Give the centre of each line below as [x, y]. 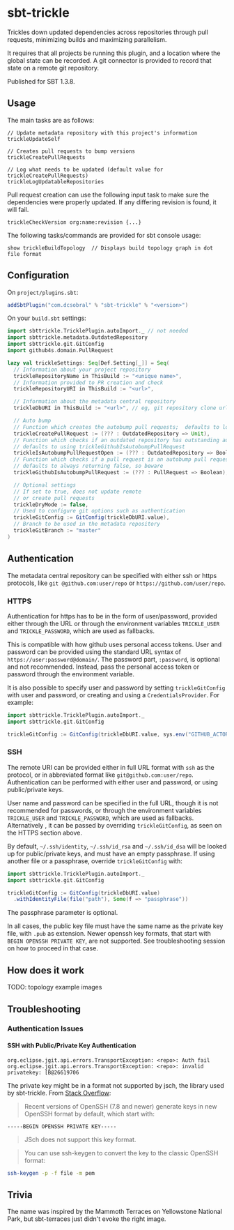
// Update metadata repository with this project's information [102, 133]
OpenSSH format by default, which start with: [89, 1114]
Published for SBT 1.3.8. [41, 81]
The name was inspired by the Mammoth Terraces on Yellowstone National [115, 1212]
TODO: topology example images [55, 987]
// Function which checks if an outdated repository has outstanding [116, 440]
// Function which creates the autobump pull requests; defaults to [116, 427]
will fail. [18, 209]
